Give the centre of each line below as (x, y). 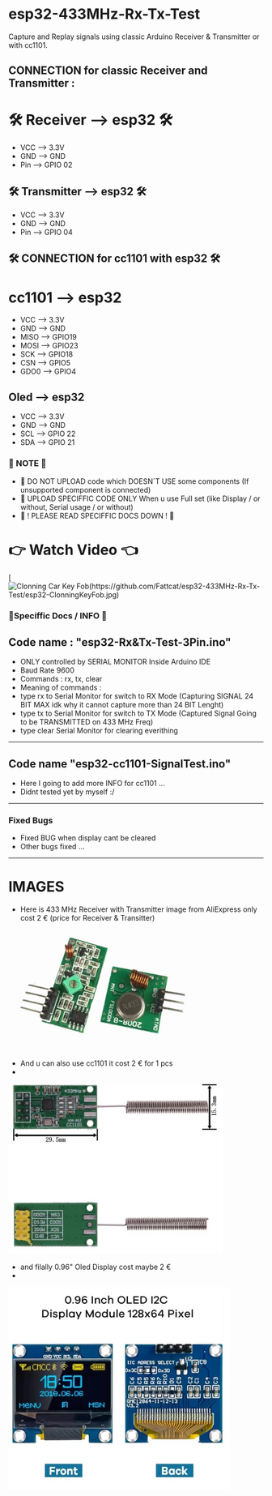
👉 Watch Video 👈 (73, 550)
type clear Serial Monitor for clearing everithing (99, 731)
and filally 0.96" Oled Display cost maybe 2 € (96, 1267)
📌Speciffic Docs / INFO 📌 (58, 616)
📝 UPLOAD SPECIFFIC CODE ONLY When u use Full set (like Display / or (140, 498)
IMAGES (36, 887)
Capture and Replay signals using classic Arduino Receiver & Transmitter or (134, 36)
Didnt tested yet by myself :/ (67, 792)
